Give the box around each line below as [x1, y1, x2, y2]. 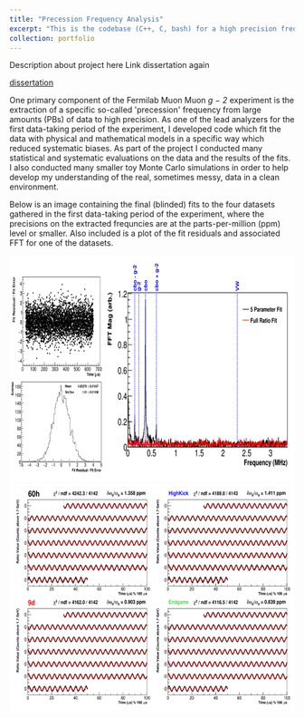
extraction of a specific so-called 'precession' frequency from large [9, 104, 262, 115]
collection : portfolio [9, 34, 95, 43]
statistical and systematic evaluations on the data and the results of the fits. [9, 152, 291, 163]
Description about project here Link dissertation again [9, 60, 210, 71]
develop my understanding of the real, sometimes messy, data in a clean [9, 172, 280, 183]
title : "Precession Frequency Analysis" [9, 15, 165, 24]
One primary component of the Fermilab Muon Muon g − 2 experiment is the [9, 95, 295, 106]
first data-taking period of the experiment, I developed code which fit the [9, 123, 282, 135]
